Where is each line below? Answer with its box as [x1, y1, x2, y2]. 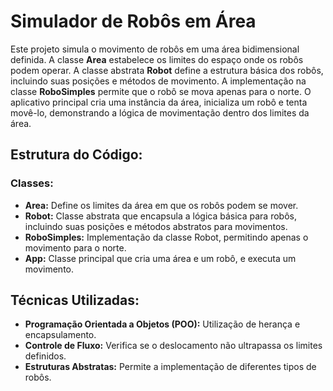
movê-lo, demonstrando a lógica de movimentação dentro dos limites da [10, 106, 310, 119]
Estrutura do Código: [10, 146, 143, 164]
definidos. [24, 350, 67, 362]
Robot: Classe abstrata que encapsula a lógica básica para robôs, [24, 210, 297, 222]
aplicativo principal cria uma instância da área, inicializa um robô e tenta [10, 96, 308, 108]
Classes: [10, 176, 54, 190]
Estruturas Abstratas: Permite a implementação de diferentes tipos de [24, 361, 317, 373]
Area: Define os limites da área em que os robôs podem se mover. [24, 199, 299, 211]
